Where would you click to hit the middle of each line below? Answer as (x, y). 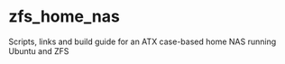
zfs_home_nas (64, 17)
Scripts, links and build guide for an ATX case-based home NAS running (142, 41)
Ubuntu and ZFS (39, 50)
